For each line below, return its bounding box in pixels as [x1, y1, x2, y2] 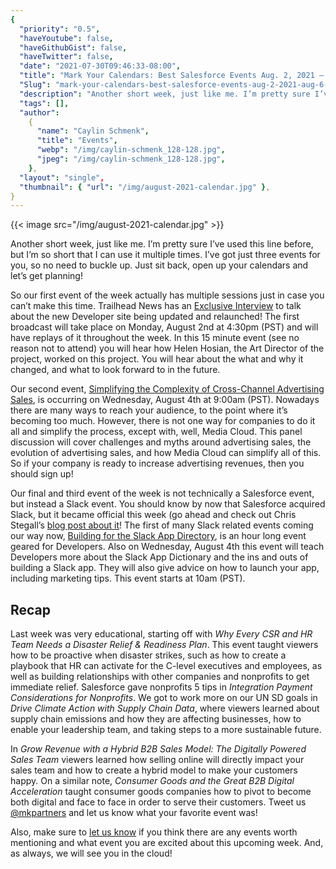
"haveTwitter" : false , [19, 52, 114, 62]
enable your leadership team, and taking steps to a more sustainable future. [10, 724, 322, 736]
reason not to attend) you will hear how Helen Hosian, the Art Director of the [10, 342, 325, 355]
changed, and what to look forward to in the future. [10, 364, 221, 376]
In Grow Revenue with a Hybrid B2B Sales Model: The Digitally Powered [10, 743, 307, 755]
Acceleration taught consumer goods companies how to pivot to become [10, 786, 312, 798]
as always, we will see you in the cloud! [10, 847, 173, 860]
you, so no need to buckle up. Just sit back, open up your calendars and [10, 259, 309, 271]
